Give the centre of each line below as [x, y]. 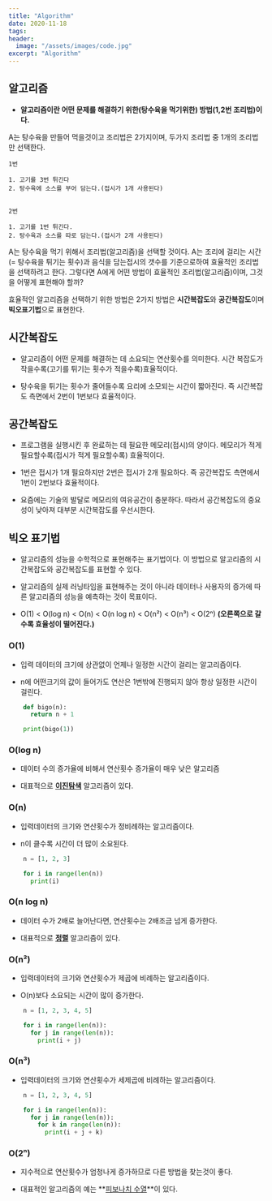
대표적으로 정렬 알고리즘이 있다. [70, 937]
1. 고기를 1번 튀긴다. [41, 227]
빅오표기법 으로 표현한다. [47, 309]
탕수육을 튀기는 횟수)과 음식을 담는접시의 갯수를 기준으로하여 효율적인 [127, 261]
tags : [17, 31]
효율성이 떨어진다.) [65, 624]
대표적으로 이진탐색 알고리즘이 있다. [77, 786]
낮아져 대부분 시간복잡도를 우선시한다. [95, 510]
